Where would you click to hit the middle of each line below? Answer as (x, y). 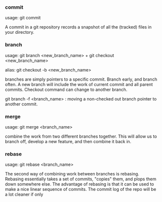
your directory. (20, 32)
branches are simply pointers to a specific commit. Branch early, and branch (81, 79)
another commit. (21, 104)
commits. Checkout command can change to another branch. (66, 89)
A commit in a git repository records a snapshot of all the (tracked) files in (78, 27)
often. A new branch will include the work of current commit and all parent (79, 84)
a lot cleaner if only (24, 194)
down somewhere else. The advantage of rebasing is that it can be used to (80, 184)
